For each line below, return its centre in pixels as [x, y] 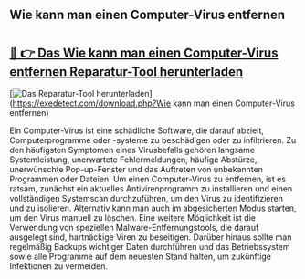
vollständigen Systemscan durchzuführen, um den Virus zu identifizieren [146, 198]
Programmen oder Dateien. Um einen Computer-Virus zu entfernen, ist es [147, 179]
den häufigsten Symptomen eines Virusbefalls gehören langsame [132, 150]
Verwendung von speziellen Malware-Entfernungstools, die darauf [134, 227]
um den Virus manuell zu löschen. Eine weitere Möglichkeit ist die [132, 217]
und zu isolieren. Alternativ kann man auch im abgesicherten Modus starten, [153, 208]
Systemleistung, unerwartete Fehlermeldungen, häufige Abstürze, [133, 160]
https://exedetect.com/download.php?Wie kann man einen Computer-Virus [153, 103]
